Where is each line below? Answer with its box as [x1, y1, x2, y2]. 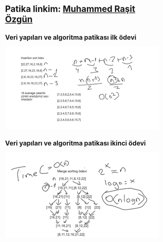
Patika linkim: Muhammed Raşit [5, 3, 136, 15]
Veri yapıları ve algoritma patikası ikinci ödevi [5, 139, 146, 147]
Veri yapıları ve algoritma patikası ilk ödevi [5, 33, 137, 41]
